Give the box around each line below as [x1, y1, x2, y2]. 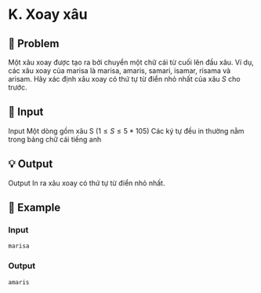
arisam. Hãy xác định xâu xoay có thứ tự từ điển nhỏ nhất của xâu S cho [8, 75, 241, 83]
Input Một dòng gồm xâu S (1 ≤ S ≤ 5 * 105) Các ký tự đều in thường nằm [8, 126, 245, 135]
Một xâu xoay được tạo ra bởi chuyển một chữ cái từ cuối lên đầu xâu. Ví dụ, [8, 57, 254, 67]
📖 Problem [8, 37, 60, 50]
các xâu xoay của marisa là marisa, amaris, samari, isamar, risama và [8, 66, 231, 75]
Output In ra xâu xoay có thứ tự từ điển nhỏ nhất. [8, 178, 165, 188]
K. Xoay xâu [8, 5, 88, 24]
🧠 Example [8, 201, 61, 214]
